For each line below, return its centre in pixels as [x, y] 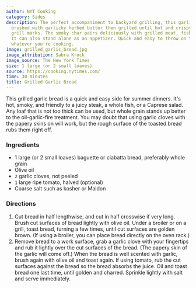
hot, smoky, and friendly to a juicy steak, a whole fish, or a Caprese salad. [95, 105]
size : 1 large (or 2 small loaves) [49, 66]
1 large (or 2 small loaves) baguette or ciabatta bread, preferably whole [100, 158]
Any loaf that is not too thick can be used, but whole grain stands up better [96, 111]
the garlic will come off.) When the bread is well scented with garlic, [96, 254]
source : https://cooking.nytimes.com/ [53, 71]
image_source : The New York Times [48, 60]
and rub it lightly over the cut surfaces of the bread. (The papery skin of [101, 247]
